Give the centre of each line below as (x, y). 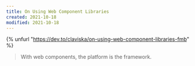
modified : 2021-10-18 (33, 22)
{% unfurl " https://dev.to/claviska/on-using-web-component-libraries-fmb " (98, 39)
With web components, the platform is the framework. (86, 57)
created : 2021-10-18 (32, 17)
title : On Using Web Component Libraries (58, 11)
